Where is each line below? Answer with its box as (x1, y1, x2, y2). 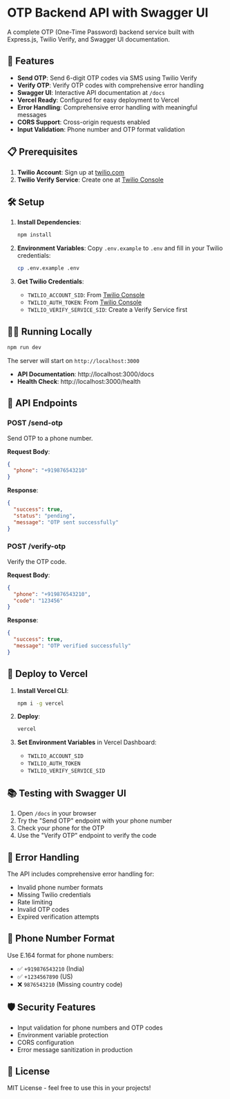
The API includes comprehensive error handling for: (7, 870, 155, 878)
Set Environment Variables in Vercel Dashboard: (17, 738, 157, 746)
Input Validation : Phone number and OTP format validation (17, 125, 185, 133)
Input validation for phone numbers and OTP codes (17, 1023, 164, 1032)
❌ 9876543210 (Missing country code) (17, 980, 123, 988)
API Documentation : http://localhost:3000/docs (17, 369, 155, 378)
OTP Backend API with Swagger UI (7, 5, 209, 21)
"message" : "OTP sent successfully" (13, 518, 119, 526)
